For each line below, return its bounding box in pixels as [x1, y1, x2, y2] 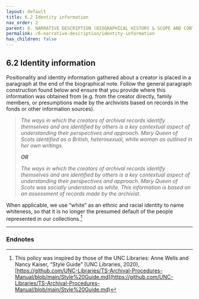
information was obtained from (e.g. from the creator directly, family [6, 92, 172, 99]
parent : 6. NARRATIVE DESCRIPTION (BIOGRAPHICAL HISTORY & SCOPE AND [6, 25, 182, 31]
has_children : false [6, 36, 57, 42]
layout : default [6, 8, 46, 15]
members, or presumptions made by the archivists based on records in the [6, 99, 188, 106]
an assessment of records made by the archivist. [20, 190, 141, 197]
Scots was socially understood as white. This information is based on [20, 184, 191, 191]
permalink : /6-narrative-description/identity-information [6, 31, 155, 37]
